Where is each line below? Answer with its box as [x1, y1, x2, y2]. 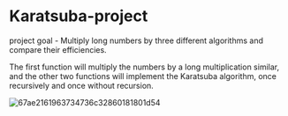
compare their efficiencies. [9, 44, 108, 54]
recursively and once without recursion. [9, 80, 155, 91]
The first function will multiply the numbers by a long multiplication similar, [9, 62, 280, 72]
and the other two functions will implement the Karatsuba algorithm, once [9, 70, 277, 81]
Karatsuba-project [9, 6, 148, 26]
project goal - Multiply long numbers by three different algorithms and [9, 35, 263, 46]
